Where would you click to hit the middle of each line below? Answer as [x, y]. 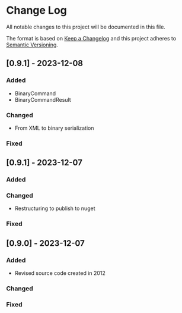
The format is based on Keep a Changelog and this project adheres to [91, 38]
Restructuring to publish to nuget [55, 208]
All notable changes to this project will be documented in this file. [86, 27]
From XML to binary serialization [54, 128]
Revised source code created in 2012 [60, 273]
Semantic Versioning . [32, 45]
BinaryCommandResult [43, 99]
